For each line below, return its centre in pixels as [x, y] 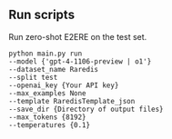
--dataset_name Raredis [54, 69]
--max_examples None [48, 93]
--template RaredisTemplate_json [72, 101]
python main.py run [46, 54]
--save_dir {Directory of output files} [86, 109]
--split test [33, 77]
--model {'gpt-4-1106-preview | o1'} [80, 61]
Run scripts [41, 15]
